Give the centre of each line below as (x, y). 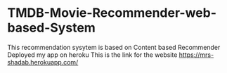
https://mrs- (196, 55)
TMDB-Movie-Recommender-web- (112, 13)
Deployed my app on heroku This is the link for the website (92, 55)
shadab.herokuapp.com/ (43, 62)
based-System (52, 28)
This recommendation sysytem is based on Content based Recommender (114, 47)
